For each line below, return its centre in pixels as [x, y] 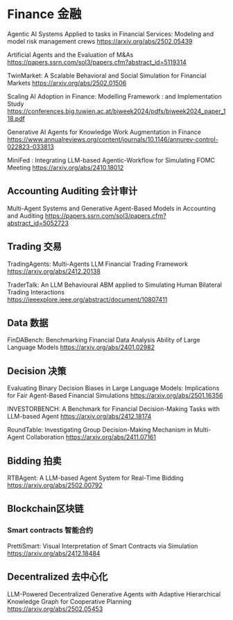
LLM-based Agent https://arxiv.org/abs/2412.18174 [79, 417]
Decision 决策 [37, 371]
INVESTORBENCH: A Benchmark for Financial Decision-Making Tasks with [113, 409]
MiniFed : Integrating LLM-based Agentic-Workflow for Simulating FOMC [111, 160]
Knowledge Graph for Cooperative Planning [69, 601]
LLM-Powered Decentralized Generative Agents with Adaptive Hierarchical [114, 594]
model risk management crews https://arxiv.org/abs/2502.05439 [100, 41]
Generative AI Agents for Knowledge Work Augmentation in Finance [104, 132]
